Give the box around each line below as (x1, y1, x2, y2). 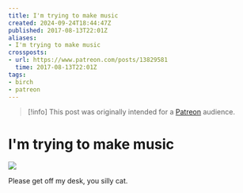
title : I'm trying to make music (8, 11, 119, 20)
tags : (8, 71, 26, 79)
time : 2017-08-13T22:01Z (15, 64, 97, 71)
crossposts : (8, 48, 47, 56)
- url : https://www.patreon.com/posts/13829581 (8, 56, 169, 64)
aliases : (8, 33, 37, 42)
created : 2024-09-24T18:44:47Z (8, 19, 112, 27)
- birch (8, 78, 34, 86)
